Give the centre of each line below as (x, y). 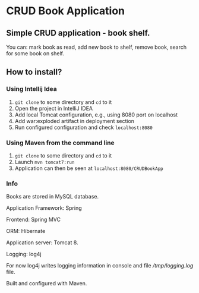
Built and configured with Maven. (47, 283)
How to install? (34, 72)
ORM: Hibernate (26, 231)
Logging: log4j (24, 254)
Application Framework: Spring (44, 208)
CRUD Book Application (66, 11)
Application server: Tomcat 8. (42, 242)
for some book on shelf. (35, 53)
